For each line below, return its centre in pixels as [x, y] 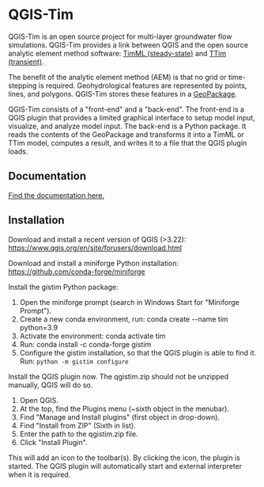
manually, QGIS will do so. [51, 385]
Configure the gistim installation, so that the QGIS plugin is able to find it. [138, 352]
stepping [23, 86]
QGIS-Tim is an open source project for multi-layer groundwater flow [120, 36]
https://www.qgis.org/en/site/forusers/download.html [95, 248]
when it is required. [40, 474]
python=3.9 [38, 327]
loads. [18, 151]
